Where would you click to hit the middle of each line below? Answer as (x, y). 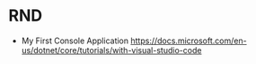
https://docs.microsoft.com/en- (189, 41)
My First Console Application (75, 41)
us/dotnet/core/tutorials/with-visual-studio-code (111, 50)
